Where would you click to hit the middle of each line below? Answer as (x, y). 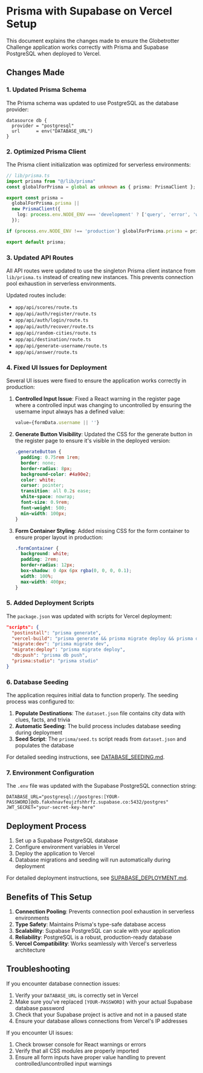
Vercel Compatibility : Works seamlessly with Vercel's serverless (96, 944)
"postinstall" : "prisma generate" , (56, 633)
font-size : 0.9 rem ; (45, 503)
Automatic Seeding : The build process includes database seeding (98, 726)
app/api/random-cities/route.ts (56, 333)
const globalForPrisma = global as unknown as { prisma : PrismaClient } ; (101, 187)
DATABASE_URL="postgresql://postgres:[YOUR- (63, 797)
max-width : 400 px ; (44, 582)
